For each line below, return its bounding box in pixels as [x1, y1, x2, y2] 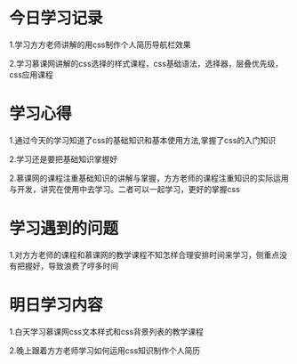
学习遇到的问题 [9, 219, 119, 239]
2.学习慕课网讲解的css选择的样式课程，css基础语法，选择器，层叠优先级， [9, 58, 284, 69]
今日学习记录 [9, 8, 104, 28]
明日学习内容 [9, 295, 104, 315]
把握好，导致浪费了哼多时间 [16, 260, 118, 271]
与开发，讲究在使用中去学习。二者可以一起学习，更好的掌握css [9, 183, 240, 194]
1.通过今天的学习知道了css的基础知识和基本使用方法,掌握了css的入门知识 [9, 134, 277, 145]
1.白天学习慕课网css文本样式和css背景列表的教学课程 [9, 326, 205, 336]
